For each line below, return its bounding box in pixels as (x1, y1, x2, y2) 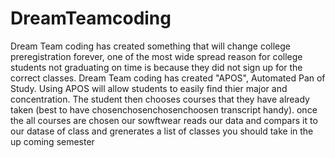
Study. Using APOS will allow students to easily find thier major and (10, 82, 288, 94)
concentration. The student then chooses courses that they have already (10, 93, 310, 105)
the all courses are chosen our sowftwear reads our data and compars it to (10, 114, 318, 126)
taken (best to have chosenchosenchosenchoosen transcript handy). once (10, 103, 318, 116)
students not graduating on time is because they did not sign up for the (10, 61, 303, 73)
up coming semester (10, 135, 95, 147)
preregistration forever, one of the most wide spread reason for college (10, 50, 303, 62)
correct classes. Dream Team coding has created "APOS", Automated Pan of (10, 72, 326, 84)
